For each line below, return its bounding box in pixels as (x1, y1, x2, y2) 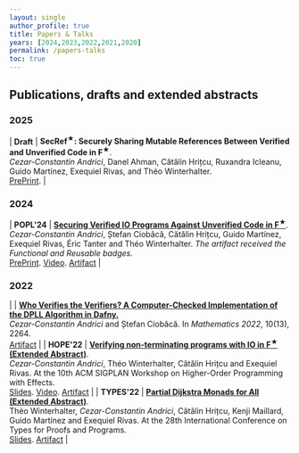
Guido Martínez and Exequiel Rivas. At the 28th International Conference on (9, 415, 287, 425)
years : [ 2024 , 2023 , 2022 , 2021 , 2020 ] (9, 37, 142, 47)
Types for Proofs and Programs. (9, 424, 127, 435)
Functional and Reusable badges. (9, 247, 134, 259)
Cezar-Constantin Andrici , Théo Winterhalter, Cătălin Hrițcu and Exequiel (9, 358, 278, 368)
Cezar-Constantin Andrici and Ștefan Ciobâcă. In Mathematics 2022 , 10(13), (9, 318, 290, 330)
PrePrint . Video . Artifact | (9, 257, 102, 268)
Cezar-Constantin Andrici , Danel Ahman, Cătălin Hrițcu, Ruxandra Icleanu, (9, 157, 283, 167)
